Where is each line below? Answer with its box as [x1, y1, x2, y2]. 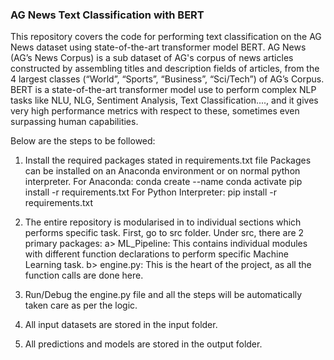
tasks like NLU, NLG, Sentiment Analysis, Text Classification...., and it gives [10, 94, 319, 107]
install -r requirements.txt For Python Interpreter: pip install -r [24, 186, 277, 198]
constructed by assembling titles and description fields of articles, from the [10, 63, 320, 75]
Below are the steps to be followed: [10, 135, 156, 147]
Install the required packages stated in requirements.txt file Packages [24, 154, 312, 167]
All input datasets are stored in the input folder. [24, 319, 218, 331]
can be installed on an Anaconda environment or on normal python [24, 165, 301, 177]
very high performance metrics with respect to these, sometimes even [10, 105, 300, 117]
